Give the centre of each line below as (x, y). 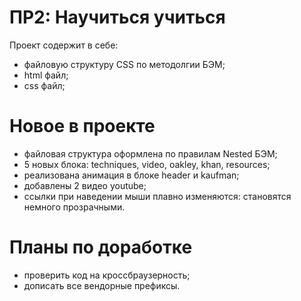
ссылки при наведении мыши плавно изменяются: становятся (157, 196)
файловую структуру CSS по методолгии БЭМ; (124, 64)
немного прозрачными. (74, 207)
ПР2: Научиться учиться (117, 17)
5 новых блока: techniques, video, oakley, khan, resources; (147, 164)
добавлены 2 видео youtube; (85, 185)
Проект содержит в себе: (64, 45)
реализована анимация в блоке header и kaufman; (131, 175)
